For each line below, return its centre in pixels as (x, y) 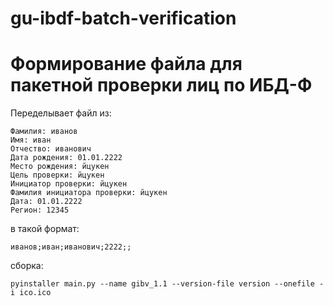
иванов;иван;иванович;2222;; (71, 247)
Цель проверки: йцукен (57, 175)
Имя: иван (31, 140)
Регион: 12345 (40, 210)
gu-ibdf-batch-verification (123, 18)
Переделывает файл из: (61, 113)
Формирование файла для (126, 64)
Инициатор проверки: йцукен (69, 184)
